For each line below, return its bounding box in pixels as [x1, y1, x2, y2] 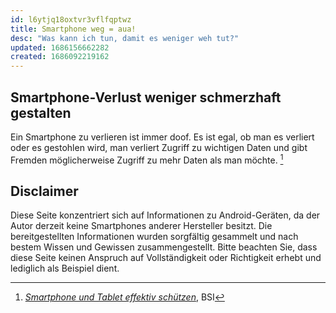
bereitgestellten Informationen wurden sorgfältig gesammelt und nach [10, 231, 299, 243]
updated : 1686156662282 [10, 42, 110, 53]
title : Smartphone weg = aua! [10, 24, 137, 34]
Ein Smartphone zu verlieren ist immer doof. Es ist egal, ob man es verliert [10, 131, 315, 143]
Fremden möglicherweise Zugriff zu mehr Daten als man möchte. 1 [10, 152, 284, 166]
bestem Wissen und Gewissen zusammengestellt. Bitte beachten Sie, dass [10, 241, 318, 253]
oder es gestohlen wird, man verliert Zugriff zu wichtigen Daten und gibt [10, 141, 308, 153]
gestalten [10, 104, 72, 121]
